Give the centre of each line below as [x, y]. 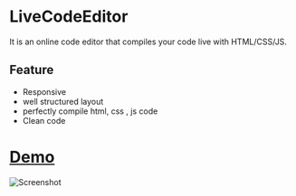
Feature [32, 70]
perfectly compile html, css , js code [90, 111]
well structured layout [63, 101]
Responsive [44, 91]
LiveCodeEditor [69, 17]
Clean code [44, 120]
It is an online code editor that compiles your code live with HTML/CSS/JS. [148, 42]
